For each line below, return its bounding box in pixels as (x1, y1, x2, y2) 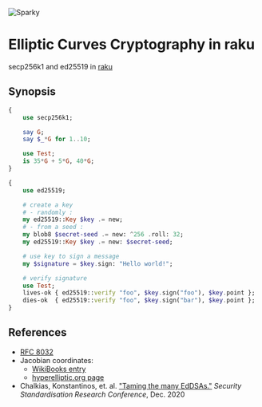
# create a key (22, 200, 73, 209)
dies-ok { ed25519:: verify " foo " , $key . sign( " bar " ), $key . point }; (22, 296, 256, 305)
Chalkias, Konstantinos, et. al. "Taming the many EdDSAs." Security (19, 381, 242, 390)
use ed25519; (22, 186, 66, 195)
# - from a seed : (22, 223, 84, 231)
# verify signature (22, 274, 88, 283)
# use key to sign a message (22, 252, 120, 260)
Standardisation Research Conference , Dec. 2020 (19, 389, 185, 399)
